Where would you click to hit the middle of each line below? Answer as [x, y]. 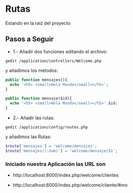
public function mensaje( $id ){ [39, 99]
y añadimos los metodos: [32, 70]
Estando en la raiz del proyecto [38, 23]
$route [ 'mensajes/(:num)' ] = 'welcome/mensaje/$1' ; [61, 151]
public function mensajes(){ [36, 80]
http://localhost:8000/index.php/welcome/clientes [66, 175]
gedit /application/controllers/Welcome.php [53, 61]
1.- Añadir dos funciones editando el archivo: [60, 51]
